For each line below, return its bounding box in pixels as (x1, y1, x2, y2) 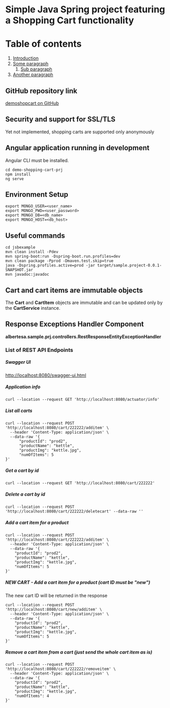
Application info (5, 384, 41, 390)
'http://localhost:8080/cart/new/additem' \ (5, 607, 102, 612)
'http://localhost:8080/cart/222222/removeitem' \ (5, 666, 116, 672)
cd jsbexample (5, 245, 36, 250)
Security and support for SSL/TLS (5, 115, 116, 124)
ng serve (5, 176, 24, 181)
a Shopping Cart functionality (5, 14, 135, 26)
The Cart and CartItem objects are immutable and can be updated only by (5, 299, 163, 306)
